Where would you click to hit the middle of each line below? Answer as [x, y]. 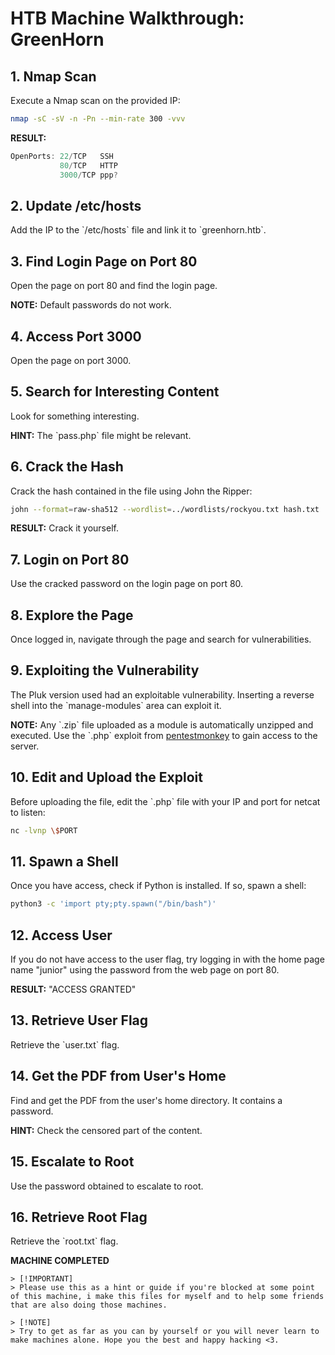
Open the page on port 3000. [71, 360]
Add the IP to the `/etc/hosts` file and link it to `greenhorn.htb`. [138, 230]
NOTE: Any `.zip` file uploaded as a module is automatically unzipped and [162, 724]
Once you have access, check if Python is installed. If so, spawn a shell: [158, 886]
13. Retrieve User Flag [79, 1020]
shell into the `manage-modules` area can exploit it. [116, 705]
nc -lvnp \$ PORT [44, 830]
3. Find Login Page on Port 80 [104, 261]
